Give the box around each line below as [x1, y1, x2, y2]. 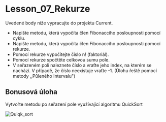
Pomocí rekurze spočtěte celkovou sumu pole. [12, 56, 110, 63]
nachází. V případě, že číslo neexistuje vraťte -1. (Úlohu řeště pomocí [12, 67, 157, 74]
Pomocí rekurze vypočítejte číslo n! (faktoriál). [12, 51, 109, 57]
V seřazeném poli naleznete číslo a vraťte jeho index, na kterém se [12, 62, 152, 68]
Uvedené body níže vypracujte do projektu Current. [5, 20, 113, 26]
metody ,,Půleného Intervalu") [12, 73, 76, 79]
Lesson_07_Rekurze [5, 3, 90, 15]
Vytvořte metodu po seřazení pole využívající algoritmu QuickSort [5, 101, 143, 107]
